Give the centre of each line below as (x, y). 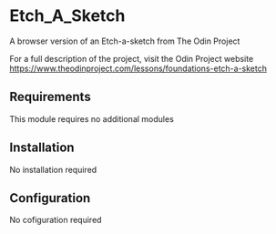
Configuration (50, 198)
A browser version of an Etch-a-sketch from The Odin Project (125, 41)
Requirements (50, 97)
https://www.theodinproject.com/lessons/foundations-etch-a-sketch (138, 68)
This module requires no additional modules (92, 118)
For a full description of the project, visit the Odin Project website (132, 58)
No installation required (53, 169)
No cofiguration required (56, 220)
